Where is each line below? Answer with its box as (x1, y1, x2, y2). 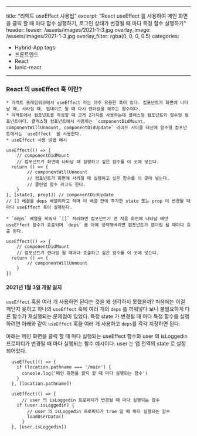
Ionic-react (14, 64, 42, 71)
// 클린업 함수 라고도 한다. (27, 182, 86, 188)
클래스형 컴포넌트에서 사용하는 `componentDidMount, (31, 119, 145, 125)
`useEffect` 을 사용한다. (24, 131, 82, 137)
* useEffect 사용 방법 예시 (6, 137, 67, 143)
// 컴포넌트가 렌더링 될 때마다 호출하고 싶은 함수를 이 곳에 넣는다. (16, 250, 159, 256)
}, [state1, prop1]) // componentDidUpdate (6, 192, 114, 198)
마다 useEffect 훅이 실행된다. (6, 204, 73, 210)
